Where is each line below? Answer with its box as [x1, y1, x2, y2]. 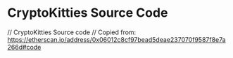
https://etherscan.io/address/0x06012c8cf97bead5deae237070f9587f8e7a [7, 35, 227, 43]
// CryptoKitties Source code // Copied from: [7, 28, 137, 36]
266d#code [7, 43, 42, 51]
